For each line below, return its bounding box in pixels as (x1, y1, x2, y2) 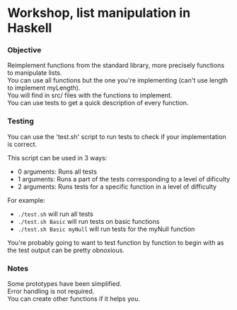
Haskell (7, 20, 52, 36)
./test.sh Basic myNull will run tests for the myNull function (17, 225, 195, 233)
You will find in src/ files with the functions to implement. (7, 91, 173, 100)
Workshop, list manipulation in (7, 5, 191, 21)
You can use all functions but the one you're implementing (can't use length (7, 76, 229, 85)
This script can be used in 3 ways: (7, 153, 108, 162)
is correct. (7, 140, 37, 148)
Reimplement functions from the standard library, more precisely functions (7, 61, 225, 70)
